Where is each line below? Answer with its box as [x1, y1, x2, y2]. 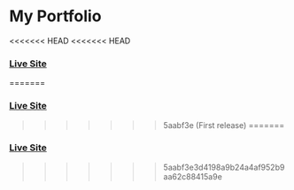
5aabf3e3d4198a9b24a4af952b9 [163, 162, 285, 172]
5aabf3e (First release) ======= [163, 119, 285, 130]
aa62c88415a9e [163, 171, 223, 182]
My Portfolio [9, 6, 102, 27]
